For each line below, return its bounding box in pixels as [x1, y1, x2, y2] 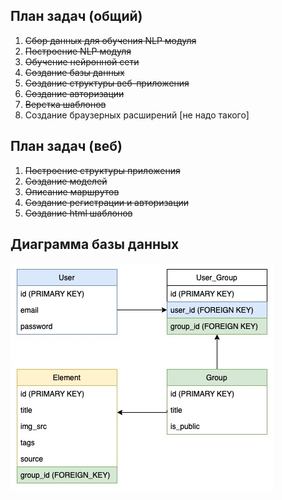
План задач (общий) [10, 8, 143, 25]
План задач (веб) [10, 138, 123, 155]
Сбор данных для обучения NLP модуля [24, 34, 197, 46]
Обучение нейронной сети [24, 55, 140, 68]
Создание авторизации [24, 87, 125, 99]
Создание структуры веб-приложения [24, 77, 190, 89]
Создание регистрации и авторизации [24, 196, 190, 208]
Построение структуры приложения [24, 164, 181, 176]
